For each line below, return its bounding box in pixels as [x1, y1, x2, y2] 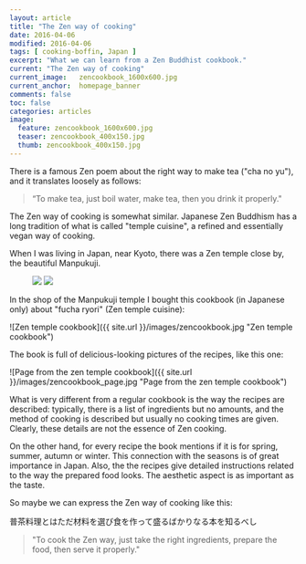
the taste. [9, 479, 46, 490]
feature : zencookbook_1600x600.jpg [17, 124, 153, 133]
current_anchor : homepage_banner [9, 81, 142, 90]
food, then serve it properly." [31, 544, 141, 555]
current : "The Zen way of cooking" [9, 65, 145, 74]
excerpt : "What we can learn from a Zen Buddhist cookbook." [9, 56, 248, 65]
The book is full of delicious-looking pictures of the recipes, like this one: [9, 349, 284, 360]
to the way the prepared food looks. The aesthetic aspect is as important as [9, 469, 294, 480]
